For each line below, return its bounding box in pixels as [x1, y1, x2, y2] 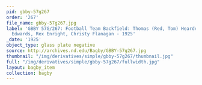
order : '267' [6, 14, 39, 20]
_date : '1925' [6, 37, 42, 42]
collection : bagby [6, 70, 52, 76]
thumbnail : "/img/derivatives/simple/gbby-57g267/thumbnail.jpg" [6, 53, 173, 59]
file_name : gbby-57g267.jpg [6, 20, 77, 26]
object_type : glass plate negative [6, 42, 96, 48]
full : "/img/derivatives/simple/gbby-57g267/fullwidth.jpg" [6, 59, 161, 65]
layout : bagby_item [6, 64, 55, 71]
